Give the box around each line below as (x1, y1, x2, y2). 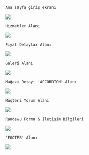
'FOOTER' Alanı (5, 135, 38, 140)
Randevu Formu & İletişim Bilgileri (5, 117, 84, 122)
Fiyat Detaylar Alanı (5, 42, 52, 47)
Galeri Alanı (5, 61, 33, 66)
